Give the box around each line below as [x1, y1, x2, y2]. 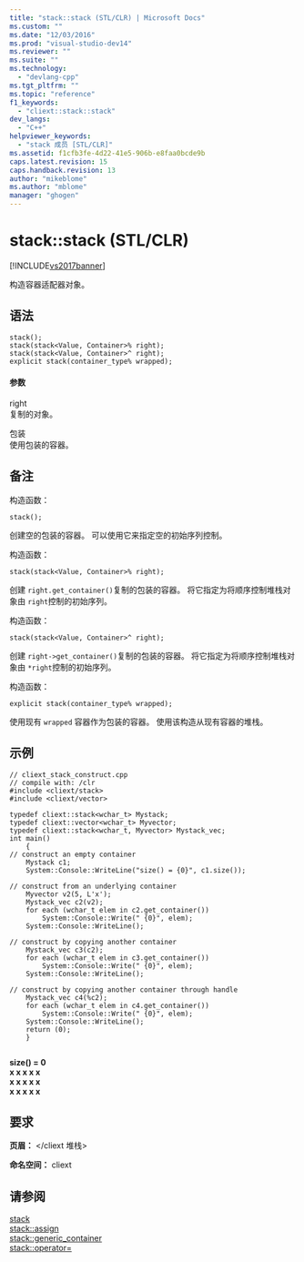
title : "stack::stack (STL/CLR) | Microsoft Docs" [9, 13, 206, 23]
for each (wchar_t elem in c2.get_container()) [25, 905, 209, 914]
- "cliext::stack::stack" [17, 106, 117, 116]
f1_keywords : [9, 97, 59, 107]
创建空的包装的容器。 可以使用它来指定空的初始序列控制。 [9, 530, 228, 540]
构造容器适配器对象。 [9, 278, 89, 289]
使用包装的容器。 [9, 439, 74, 450]
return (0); [25, 1025, 71, 1034]
